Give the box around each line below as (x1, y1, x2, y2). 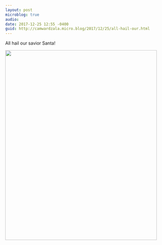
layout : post (5, 7, 33, 13)
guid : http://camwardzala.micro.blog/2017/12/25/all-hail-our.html (5, 26, 150, 31)
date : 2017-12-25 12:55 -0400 (5, 21, 69, 27)
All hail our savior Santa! (5, 40, 56, 46)
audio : (5, 17, 19, 22)
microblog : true (5, 12, 39, 17)
